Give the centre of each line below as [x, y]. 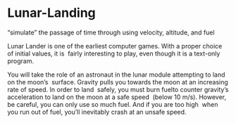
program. [21, 60]
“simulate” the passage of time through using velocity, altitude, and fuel [111, 32]
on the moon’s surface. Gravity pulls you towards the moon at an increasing [118, 82]
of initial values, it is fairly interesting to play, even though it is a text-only [114, 53]
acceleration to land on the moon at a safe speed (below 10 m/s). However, [117, 97]
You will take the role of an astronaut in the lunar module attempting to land [116, 75]
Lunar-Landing [52, 13]
